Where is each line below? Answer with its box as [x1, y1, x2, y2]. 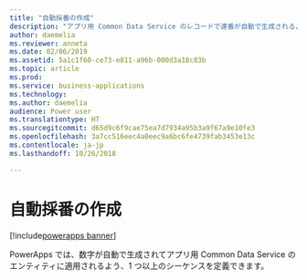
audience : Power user [9, 107, 92, 116]
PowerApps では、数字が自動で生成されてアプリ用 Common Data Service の [9, 248, 296, 260]
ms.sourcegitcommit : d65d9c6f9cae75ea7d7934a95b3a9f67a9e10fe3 [9, 124, 256, 133]
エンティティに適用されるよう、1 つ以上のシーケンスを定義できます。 [9, 260, 270, 271]
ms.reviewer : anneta [9, 38, 89, 48]
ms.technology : [9, 89, 68, 99]
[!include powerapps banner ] [9, 230, 117, 241]
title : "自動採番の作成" [9, 13, 94, 23]
